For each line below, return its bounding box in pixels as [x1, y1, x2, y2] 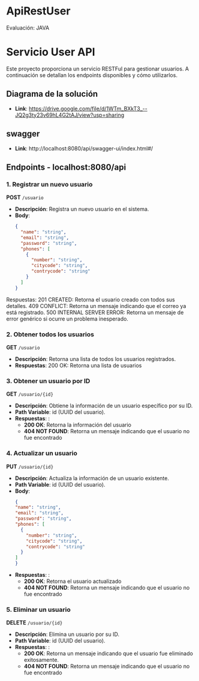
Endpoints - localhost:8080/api [6, 162, 126, 172]
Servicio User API [6, 45, 95, 59]
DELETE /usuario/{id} [6, 619, 63, 626]
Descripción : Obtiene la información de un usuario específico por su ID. [14, 402, 193, 410]
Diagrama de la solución [6, 89, 98, 99]
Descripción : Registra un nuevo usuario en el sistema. [14, 206, 149, 213]
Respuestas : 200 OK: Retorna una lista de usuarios [14, 362, 142, 369]
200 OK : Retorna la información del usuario [23, 421, 132, 428]
